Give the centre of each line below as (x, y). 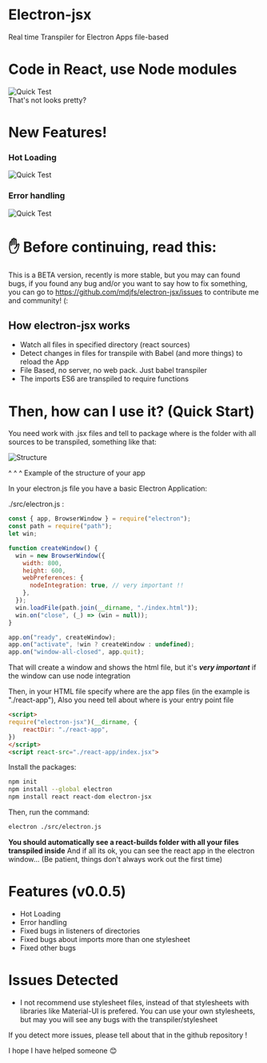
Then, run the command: (49, 812)
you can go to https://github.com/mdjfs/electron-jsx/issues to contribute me (134, 292)
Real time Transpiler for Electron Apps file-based (89, 37)
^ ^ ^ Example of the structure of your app (77, 473)
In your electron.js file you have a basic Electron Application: (108, 489)
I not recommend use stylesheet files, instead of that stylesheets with (134, 1002)
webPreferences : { (53, 578)
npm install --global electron (60, 790)
